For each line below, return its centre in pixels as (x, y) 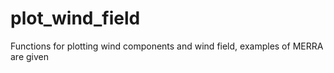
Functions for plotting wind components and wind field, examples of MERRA (167, 46)
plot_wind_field (75, 18)
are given (30, 56)
